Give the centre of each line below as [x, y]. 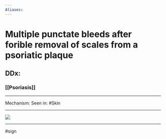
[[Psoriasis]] [20, 88]
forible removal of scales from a [72, 45]
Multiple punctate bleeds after [68, 34]
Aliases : [14, 10]
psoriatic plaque [39, 55]
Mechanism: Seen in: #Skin [33, 103]
